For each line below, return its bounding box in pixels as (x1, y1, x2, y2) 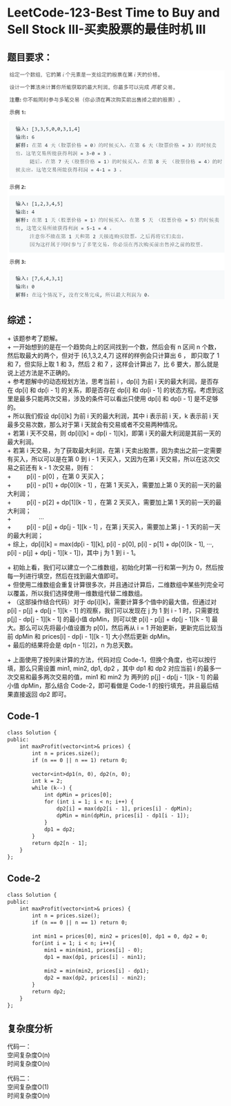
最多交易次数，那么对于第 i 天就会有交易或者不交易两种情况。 (7, 420, 181, 429)
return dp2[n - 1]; (32, 840, 88, 847)
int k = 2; (32, 778, 63, 785)
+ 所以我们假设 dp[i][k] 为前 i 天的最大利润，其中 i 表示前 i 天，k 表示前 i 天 (7, 411, 219, 420)
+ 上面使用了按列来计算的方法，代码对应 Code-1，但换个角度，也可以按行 (7, 655, 217, 663)
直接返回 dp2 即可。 (12, 690, 70, 698)
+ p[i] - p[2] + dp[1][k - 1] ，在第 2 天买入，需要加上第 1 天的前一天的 (7, 498, 216, 506)
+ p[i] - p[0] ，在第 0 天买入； (7, 472, 106, 481)
